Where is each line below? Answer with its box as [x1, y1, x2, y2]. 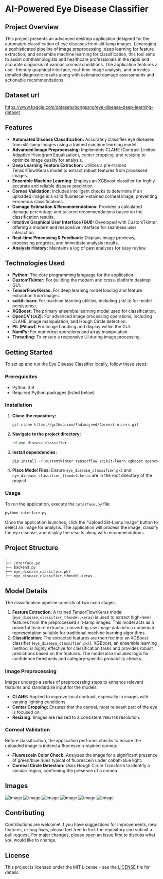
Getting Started [5, 348, 53, 356]
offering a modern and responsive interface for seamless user [12, 224, 137, 230]
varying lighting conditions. [12, 699, 67, 705]
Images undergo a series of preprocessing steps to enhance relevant [5, 679, 144, 685]
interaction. [12, 229, 35, 235]
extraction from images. [12, 293, 60, 299]
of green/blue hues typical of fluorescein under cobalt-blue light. [12, 757, 143, 763]
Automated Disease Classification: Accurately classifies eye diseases [12, 136, 154, 142]
